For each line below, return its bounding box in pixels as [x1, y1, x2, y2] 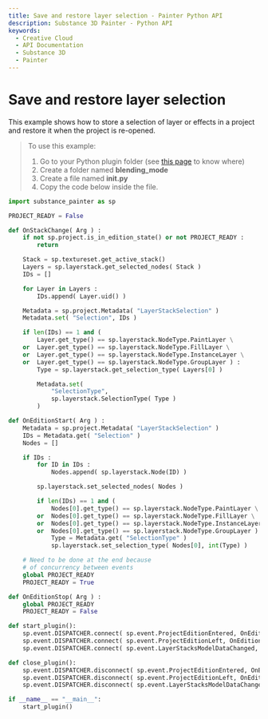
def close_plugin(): [8, 658, 77, 667]
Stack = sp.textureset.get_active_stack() [22, 256, 166, 264]
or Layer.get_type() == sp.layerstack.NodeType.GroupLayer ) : [22, 358, 241, 366]
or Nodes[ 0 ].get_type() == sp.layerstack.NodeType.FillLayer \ [37, 512, 255, 520]
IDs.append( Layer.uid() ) [37, 292, 127, 300]
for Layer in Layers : [22, 284, 98, 292]
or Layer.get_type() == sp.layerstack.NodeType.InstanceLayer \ [22, 351, 245, 359]
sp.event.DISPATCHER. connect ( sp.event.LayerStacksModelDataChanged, [22, 644, 259, 652]
